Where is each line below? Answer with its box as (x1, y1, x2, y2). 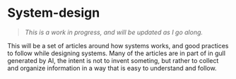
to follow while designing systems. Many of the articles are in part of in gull (7, 49, 226, 57)
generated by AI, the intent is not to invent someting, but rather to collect (7, 56, 219, 64)
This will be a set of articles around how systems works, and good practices (7, 41, 229, 50)
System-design (7, 5, 100, 21)
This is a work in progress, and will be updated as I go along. (24, 28, 203, 36)
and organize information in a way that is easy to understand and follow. (7, 64, 217, 72)
